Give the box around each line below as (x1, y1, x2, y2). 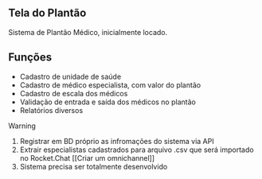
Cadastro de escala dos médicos (19, 88, 128, 98)
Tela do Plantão (8, 6, 87, 20)
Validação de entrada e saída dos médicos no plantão (19, 97, 197, 107)
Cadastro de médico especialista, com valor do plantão (19, 80, 201, 90)
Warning (8, 121, 36, 130)
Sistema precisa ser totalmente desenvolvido (19, 161, 168, 171)
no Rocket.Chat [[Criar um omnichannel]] (19, 153, 155, 162)
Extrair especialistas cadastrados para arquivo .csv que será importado (19, 145, 254, 154)
